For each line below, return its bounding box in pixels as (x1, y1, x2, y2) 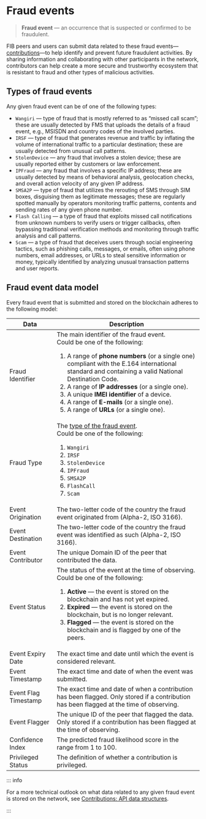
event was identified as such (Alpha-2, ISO (56, 530, 181, 539)
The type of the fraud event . (56, 421, 138, 430)
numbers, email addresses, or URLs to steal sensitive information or (15, 251, 186, 258)
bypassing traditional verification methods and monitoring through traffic (15, 225, 199, 233)
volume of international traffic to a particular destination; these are (15, 141, 183, 148)
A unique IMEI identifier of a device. (67, 390, 172, 398)
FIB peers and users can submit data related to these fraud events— (6, 42, 179, 50)
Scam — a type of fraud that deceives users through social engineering (15, 238, 193, 246)
